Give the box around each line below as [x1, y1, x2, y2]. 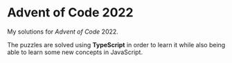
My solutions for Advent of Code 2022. [7, 27, 119, 36]
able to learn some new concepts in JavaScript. [7, 48, 143, 56]
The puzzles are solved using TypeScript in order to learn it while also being [7, 40, 226, 49]
